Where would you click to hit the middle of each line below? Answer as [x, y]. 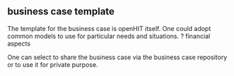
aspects [19, 43]
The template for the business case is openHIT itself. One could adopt [109, 28]
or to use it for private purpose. [53, 64]
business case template [61, 12]
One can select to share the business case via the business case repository [117, 57]
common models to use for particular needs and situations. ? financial [109, 36]
